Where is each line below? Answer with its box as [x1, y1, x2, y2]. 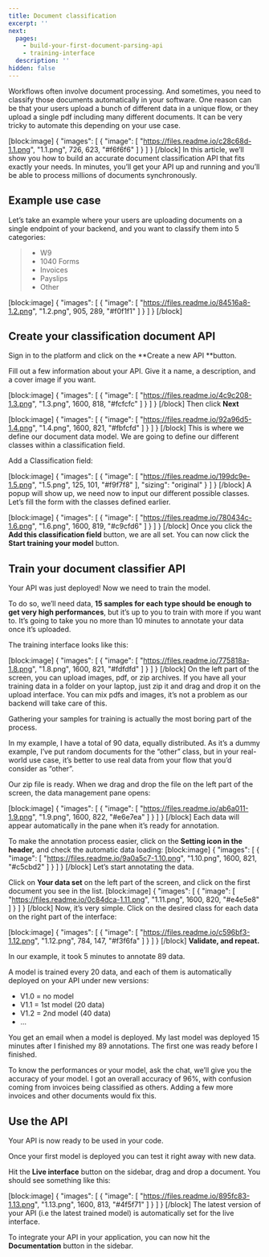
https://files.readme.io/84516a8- [143, 297, 251, 307]
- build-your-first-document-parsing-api [22, 42, 163, 50]
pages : [15, 34, 38, 43]
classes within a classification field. [8, 440, 125, 450]
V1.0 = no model [19, 991, 75, 1001]
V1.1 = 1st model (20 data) [19, 1000, 105, 1010]
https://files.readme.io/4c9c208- [143, 391, 252, 400]
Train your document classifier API [8, 561, 186, 576]
